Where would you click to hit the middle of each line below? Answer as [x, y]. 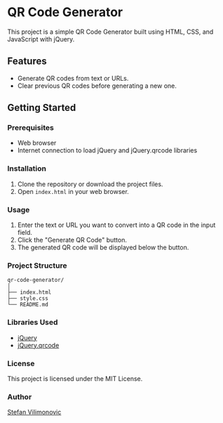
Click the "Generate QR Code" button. [72, 240]
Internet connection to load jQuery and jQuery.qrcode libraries [107, 150]
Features [27, 61]
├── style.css [28, 299]
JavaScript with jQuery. [41, 39]
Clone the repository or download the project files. [90, 184]
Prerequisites [31, 128]
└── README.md [28, 305]
